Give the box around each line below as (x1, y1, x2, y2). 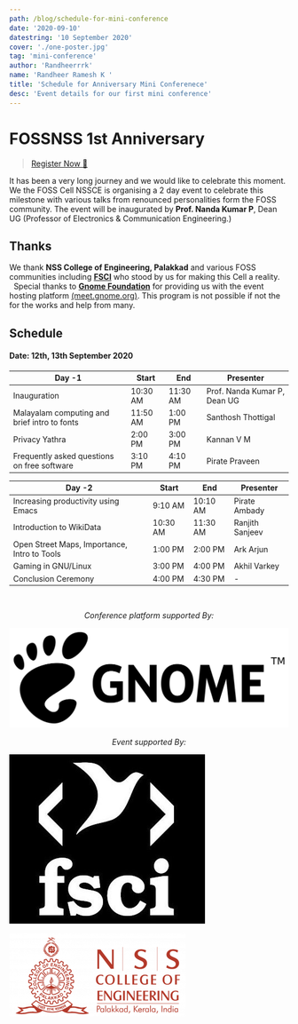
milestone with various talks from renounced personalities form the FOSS (9, 194, 277, 204)
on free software (12, 460, 74, 471)
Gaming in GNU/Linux (12, 560, 92, 572)
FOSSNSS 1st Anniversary (9, 129, 206, 148)
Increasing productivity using (12, 496, 120, 506)
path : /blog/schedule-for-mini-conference (9, 14, 169, 23)
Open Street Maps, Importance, (12, 539, 128, 550)
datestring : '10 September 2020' (9, 33, 133, 42)
